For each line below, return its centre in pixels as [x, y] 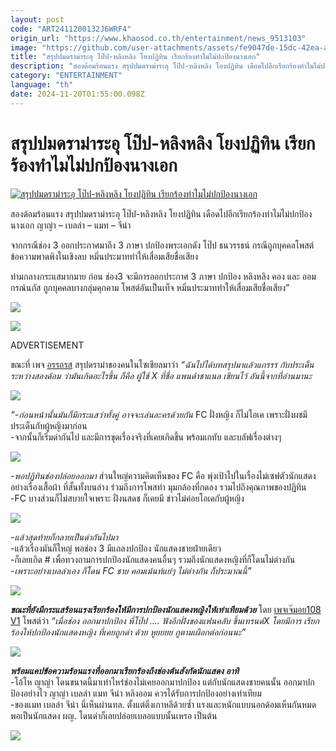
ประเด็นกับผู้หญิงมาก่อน [49, 425]
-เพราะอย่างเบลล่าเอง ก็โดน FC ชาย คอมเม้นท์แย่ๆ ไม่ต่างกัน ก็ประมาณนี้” [131, 570]
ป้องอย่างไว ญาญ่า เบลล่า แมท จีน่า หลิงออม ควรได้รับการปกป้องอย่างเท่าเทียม [136, 693]
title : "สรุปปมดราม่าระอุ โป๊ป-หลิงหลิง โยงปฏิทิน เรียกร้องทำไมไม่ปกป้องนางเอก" [135, 57]
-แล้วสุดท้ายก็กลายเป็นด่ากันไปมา [64, 537]
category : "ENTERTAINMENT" [66, 76]
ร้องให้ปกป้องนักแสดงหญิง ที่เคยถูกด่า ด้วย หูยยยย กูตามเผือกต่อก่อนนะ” [128, 632]
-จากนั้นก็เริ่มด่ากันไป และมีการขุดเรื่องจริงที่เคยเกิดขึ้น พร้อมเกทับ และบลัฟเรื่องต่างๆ [146, 437]
